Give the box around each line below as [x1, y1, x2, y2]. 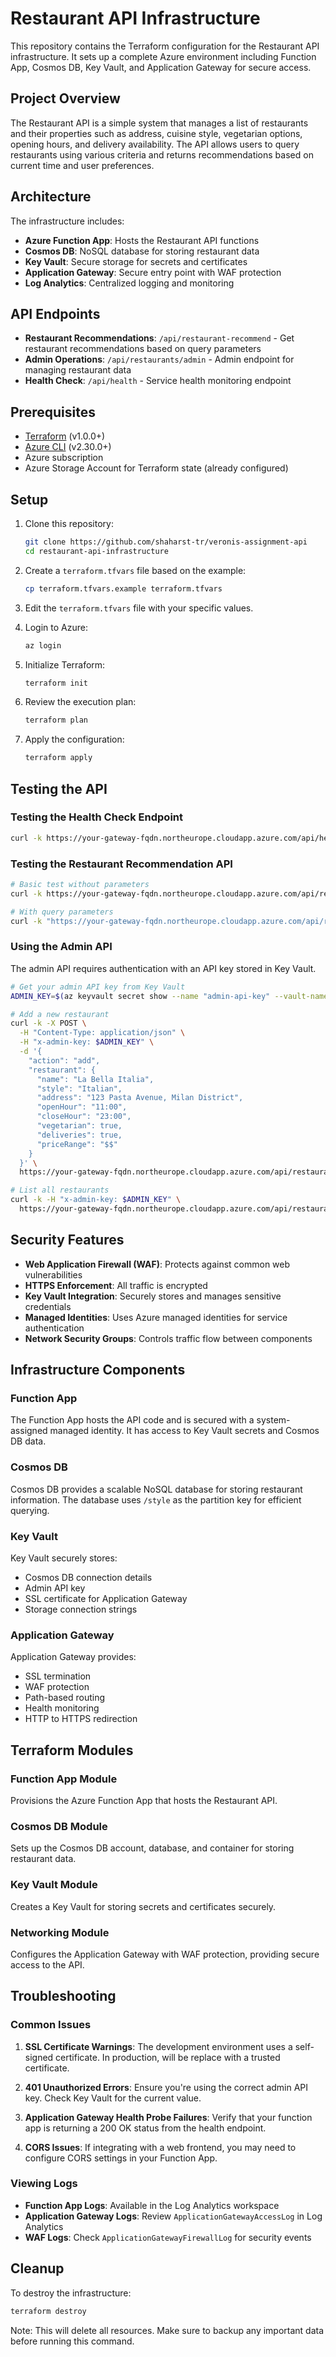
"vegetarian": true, [36, 1121, 123, 1131]
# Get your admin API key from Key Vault [10, 982, 186, 992]
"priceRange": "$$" [36, 1139, 118, 1149]
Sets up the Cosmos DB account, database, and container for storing [10, 1842, 295, 1854]
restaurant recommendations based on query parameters [24, 343, 262, 355]
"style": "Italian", [36, 1083, 123, 1094]
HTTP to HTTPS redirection [24, 1713, 138, 1725]
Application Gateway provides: [10, 1651, 137, 1663]
